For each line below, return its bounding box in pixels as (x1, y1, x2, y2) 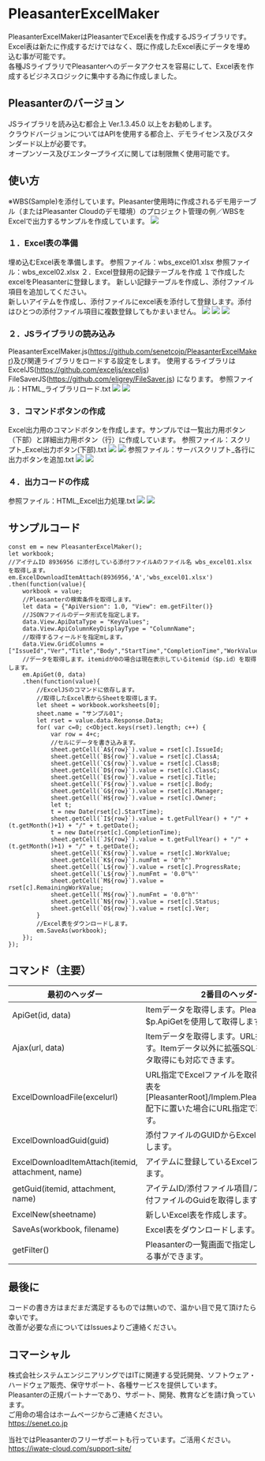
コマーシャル (8, 1347, 71, 1362)
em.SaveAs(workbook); (36, 927, 108, 935)
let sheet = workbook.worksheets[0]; (36, 701, 160, 709)
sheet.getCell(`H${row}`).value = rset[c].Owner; (50, 794, 217, 802)
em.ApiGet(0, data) (22, 670, 87, 679)
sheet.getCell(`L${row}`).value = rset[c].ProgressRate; (50, 863, 242, 871)
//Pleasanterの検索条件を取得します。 (22, 595, 136, 604)
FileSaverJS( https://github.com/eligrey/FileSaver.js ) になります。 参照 (8, 374, 234, 384)
